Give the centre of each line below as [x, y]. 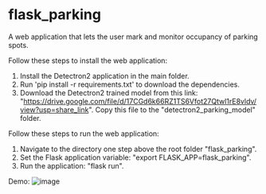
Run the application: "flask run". [72, 165]
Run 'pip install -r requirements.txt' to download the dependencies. [130, 84]
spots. [19, 45]
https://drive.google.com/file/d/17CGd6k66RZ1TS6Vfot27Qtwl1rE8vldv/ [140, 101]
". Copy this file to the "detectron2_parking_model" [172, 110]
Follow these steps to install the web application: [88, 60]
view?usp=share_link [54, 110]
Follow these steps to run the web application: [84, 134]
